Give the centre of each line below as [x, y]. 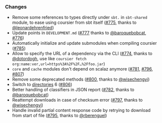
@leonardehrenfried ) [33, 28]
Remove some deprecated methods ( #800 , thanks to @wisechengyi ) [81, 79]
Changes [16, 7]
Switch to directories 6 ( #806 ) [42, 85]
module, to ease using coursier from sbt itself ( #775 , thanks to [74, 22]
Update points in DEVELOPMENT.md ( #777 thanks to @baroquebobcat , [79, 33]
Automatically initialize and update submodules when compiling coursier [84, 43]
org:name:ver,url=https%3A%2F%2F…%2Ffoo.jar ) [58, 64]
